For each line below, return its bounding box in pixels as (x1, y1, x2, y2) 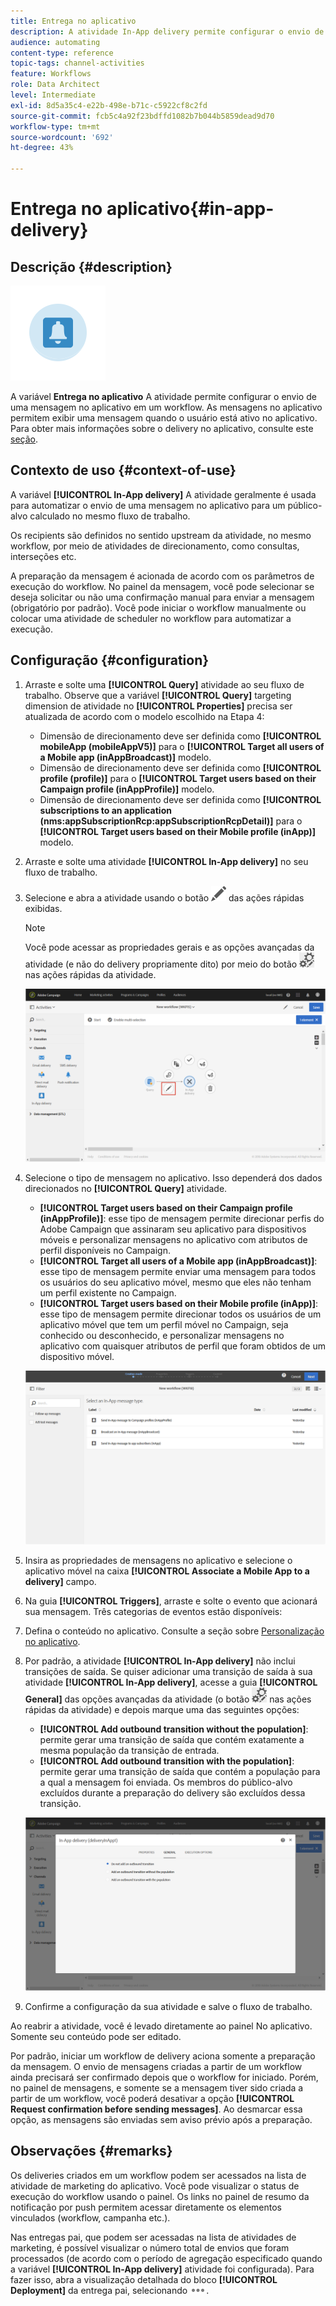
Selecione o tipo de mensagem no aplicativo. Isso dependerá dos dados (24, 1172, 323, 1184)
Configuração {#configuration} (10, 652, 210, 669)
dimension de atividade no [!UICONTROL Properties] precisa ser (24, 700, 293, 712)
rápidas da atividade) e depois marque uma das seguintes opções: (24, 1703, 300, 1715)
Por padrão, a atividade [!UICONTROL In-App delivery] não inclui (24, 1655, 296, 1667)
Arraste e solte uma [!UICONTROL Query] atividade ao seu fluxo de (24, 678, 305, 690)
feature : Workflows (10, 69, 92, 79)
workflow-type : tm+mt (10, 121, 101, 132)
